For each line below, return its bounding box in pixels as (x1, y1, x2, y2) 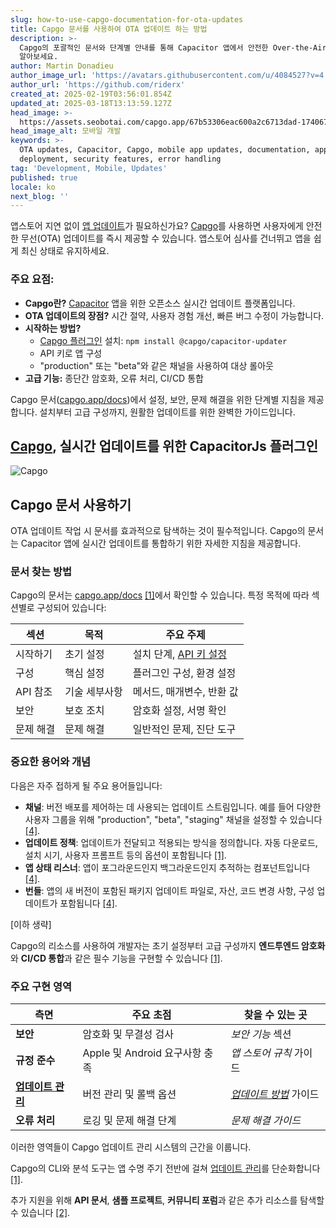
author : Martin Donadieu (10, 61, 114, 71)
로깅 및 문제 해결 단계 (82, 1114, 177, 1128)
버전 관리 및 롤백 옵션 (82, 1087, 177, 1101)
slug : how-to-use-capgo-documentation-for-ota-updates (10, 14, 244, 25)
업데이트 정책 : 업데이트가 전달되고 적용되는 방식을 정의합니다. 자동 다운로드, (24, 836, 318, 848)
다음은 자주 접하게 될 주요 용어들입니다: (10, 779, 163, 791)
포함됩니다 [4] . (59, 897, 118, 909)
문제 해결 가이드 (230, 1114, 302, 1128)
